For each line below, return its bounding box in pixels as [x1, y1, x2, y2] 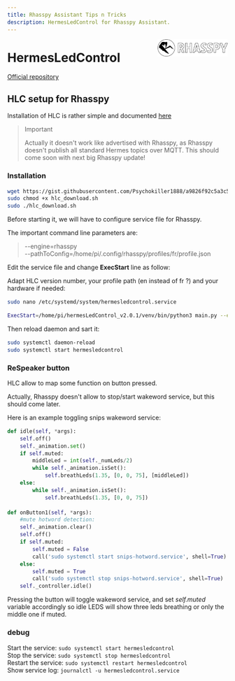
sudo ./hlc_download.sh [7, 203, 77, 210]
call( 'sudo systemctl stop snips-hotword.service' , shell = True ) [32, 575, 224, 582]
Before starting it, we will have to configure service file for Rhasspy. [7, 215, 202, 224]
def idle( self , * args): [7, 427, 77, 435]
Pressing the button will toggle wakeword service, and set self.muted [7, 595, 206, 604]
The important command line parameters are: [7, 229, 138, 237]
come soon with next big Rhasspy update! [24, 154, 145, 162]
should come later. [7, 399, 61, 408]
